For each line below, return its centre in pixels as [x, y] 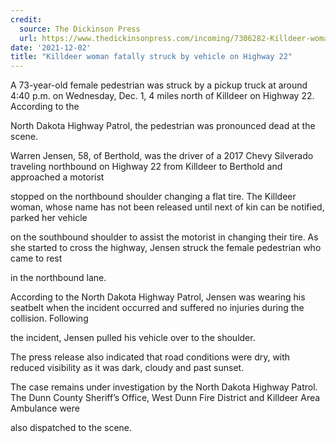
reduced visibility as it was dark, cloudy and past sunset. [127, 368]
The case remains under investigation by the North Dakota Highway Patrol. [164, 387]
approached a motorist [57, 177]
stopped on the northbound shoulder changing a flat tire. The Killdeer [153, 197]
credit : [26, 19]
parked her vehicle [49, 218]
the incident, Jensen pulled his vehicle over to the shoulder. [133, 338]
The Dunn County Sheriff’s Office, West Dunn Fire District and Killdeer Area [165, 398]
